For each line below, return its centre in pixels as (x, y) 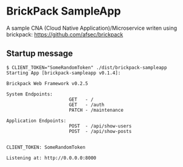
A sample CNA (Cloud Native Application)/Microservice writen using (92, 28)
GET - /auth (87, 104)
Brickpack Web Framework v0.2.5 (47, 83)
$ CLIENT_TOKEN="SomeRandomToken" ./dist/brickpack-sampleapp (87, 67)
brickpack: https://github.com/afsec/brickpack (65, 34)
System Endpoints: (29, 94)
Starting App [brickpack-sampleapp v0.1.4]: (64, 73)
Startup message (40, 54)
